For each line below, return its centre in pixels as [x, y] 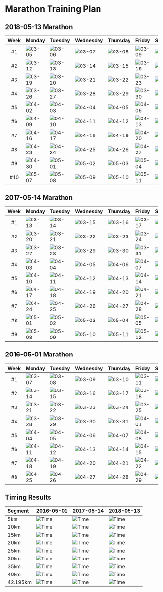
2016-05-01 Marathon [39, 355]
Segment [18, 511]
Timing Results [28, 498]
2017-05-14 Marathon [39, 198]
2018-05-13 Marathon [39, 27]
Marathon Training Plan [53, 9]
